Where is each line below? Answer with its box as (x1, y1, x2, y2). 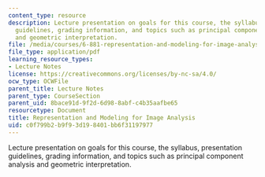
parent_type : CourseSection (8, 92, 101, 100)
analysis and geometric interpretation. (8, 159, 132, 169)
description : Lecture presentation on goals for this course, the (8, 19, 231, 27)
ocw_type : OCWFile (8, 77, 69, 85)
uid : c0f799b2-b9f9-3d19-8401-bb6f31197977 (8, 121, 154, 129)
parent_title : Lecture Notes (8, 84, 104, 93)
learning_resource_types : (8, 56, 93, 64)
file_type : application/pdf (8, 48, 101, 56)
